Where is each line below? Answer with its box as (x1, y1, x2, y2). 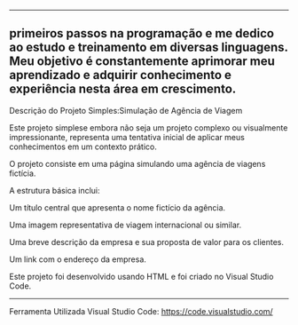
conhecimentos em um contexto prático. (9, 141, 157, 152)
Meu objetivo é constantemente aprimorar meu (9, 54, 275, 69)
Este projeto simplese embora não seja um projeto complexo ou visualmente (9, 122, 288, 133)
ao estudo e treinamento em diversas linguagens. (9, 40, 288, 55)
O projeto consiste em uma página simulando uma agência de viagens (9, 158, 266, 169)
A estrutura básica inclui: (9, 185, 100, 195)
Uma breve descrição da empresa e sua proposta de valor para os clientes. (9, 236, 284, 247)
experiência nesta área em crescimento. (9, 82, 237, 97)
